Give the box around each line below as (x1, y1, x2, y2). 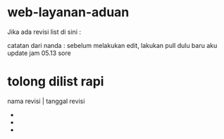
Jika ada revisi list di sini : (7, 28, 82, 36)
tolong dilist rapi (7, 73, 104, 90)
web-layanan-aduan (7, 4, 130, 20)
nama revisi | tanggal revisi (7, 97, 85, 105)
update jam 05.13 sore (7, 49, 72, 57)
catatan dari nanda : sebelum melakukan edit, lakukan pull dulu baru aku (7, 41, 218, 49)
